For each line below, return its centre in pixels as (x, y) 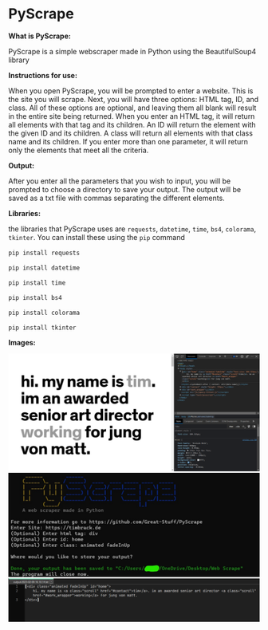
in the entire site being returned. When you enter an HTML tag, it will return (132, 116)
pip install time (37, 283)
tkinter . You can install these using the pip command (97, 237)
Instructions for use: (43, 75)
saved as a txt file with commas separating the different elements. (116, 198)
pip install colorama (44, 313)
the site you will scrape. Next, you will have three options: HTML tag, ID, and (134, 99)
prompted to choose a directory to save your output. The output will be (125, 189)
